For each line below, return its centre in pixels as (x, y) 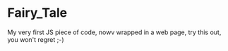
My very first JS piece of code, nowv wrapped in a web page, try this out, (114, 32)
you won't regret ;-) (36, 39)
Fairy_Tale (37, 13)
